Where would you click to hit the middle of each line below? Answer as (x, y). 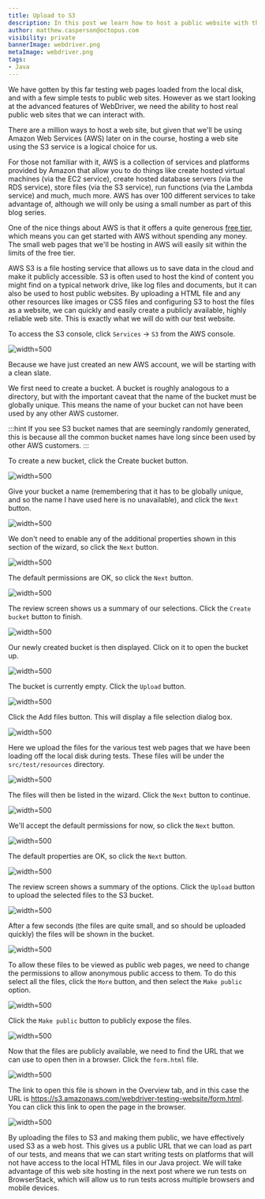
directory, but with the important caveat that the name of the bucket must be (132, 397)
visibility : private (42, 38)
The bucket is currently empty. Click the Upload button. (97, 686)
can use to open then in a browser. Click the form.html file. (103, 1059)
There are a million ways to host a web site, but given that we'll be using (125, 130)
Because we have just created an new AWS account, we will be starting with (132, 364)
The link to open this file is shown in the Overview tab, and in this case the (129, 1090)
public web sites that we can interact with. (77, 115)
